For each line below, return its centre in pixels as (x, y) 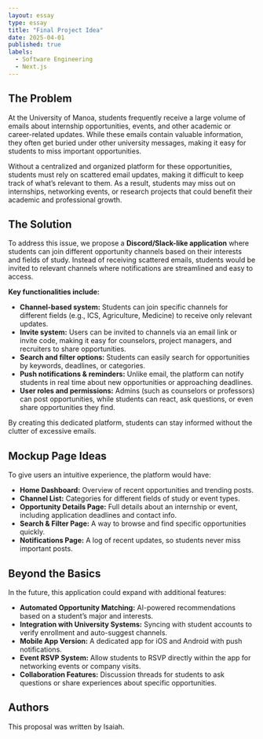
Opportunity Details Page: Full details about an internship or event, (128, 507)
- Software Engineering (54, 60)
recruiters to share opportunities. (73, 349)
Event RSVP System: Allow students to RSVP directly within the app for (135, 658)
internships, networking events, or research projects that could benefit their (130, 191)
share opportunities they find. (67, 408)
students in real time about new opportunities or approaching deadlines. (136, 382)
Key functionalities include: (54, 292)
